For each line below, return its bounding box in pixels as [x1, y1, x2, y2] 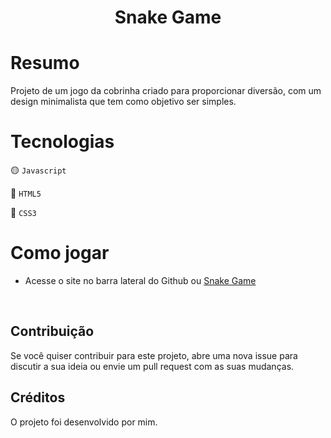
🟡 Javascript [10, 164, 67, 176]
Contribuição [10, 323, 95, 340]
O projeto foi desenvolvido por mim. [10, 416, 158, 428]
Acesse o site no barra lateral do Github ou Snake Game [24, 275, 257, 286]
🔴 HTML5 [10, 187, 42, 200]
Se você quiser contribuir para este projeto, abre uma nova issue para [10, 349, 298, 361]
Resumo [10, 52, 80, 75]
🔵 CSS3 [10, 207, 37, 219]
